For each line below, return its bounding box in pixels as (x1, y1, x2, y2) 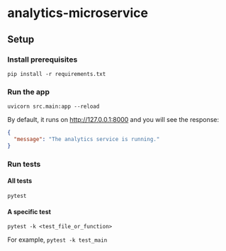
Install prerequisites (7, 55, 78, 65)
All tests (7, 177, 33, 185)
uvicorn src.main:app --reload (7, 103, 100, 111)
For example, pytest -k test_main (7, 235, 108, 244)
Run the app (7, 87, 50, 96)
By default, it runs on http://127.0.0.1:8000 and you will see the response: (7, 116, 220, 124)
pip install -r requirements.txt (7, 70, 106, 77)
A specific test (7, 207, 52, 216)
